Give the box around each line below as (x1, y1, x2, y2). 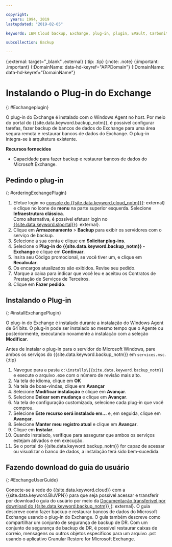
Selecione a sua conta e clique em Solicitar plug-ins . (13, 238, 126, 244)
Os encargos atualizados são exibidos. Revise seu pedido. (13, 265, 136, 271)
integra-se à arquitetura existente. (6, 136, 78, 142)
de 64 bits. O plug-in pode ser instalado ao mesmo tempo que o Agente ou (6, 325, 164, 331)
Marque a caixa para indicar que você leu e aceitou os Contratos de (13, 270, 156, 277)
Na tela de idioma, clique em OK (13, 377, 81, 384)
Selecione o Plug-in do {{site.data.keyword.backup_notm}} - (13, 243, 145, 249)
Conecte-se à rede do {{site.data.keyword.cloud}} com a (6, 487, 126, 493)
